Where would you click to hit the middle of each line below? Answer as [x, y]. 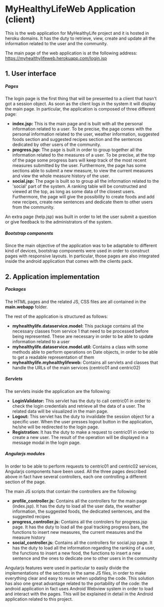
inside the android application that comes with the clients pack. [69, 261]
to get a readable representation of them [53, 357]
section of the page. [25, 482]
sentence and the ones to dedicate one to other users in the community [85, 558]
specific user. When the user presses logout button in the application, [82, 421]
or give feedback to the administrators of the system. [59, 222]
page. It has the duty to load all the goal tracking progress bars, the [80, 527]
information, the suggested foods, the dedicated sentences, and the [81, 511]
